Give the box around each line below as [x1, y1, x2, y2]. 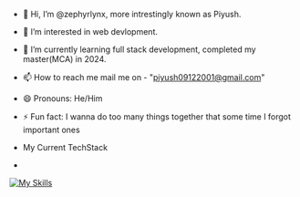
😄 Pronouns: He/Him [22, 93, 103, 104]
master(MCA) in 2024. [22, 54, 107, 64]
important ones [22, 124, 80, 135]
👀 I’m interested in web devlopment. [22, 26, 158, 36]
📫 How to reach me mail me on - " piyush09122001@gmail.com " [22, 72, 265, 82]
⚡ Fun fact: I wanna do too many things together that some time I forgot [22, 111, 292, 122]
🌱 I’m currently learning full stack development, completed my [22, 44, 257, 55]
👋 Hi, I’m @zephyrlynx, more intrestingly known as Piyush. [22, 9, 242, 19]
